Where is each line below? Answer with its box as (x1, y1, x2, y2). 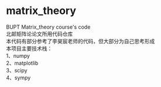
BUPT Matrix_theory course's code (6, 23, 91, 30)
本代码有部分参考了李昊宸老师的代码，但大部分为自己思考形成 (6, 37, 155, 44)
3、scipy (6, 67, 28, 74)
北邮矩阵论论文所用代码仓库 (6, 30, 73, 37)
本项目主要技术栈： (6, 45, 53, 52)
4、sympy (6, 74, 31, 81)
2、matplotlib (6, 60, 39, 67)
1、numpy (6, 52, 30, 59)
